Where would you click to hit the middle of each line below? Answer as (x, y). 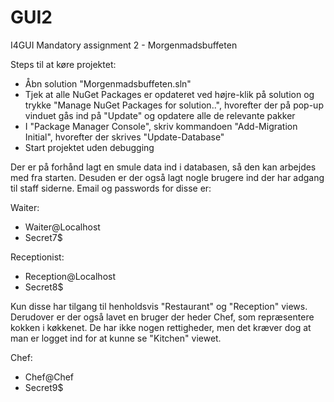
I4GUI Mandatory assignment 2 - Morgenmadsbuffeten (124, 45)
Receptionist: (37, 257)
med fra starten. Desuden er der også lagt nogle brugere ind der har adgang (167, 177)
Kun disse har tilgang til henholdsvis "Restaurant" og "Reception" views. (159, 306)
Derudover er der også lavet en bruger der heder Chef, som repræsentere (162, 317)
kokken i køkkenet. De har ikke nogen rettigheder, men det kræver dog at (161, 327)
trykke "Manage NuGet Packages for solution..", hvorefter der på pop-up (174, 105)
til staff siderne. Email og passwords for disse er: (111, 188)
